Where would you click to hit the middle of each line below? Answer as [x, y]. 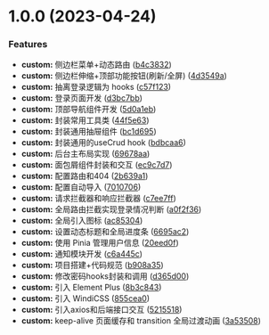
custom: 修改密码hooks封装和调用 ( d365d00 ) [105, 276]
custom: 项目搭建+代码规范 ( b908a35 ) [92, 266]
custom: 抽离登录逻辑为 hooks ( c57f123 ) [96, 87]
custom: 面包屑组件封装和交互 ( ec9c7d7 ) [97, 165]
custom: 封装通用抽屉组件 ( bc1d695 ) [89, 132]
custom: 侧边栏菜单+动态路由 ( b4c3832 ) [97, 65]
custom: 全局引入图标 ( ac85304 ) [82, 221]
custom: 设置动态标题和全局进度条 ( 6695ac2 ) [105, 232]
